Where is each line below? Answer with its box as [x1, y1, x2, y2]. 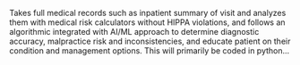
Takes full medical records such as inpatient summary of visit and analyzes [9, 8, 287, 18]
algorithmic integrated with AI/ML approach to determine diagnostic [9, 27, 260, 37]
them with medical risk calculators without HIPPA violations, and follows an [9, 17, 286, 28]
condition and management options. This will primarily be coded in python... [9, 45, 290, 56]
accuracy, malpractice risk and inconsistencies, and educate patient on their [9, 36, 291, 46]
